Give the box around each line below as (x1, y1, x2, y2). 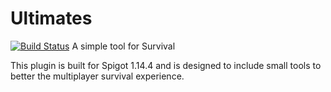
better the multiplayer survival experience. (10, 70, 185, 82)
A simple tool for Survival (71, 40, 176, 52)
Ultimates (10, 7, 93, 30)
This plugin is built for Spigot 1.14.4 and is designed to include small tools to (10, 59, 322, 71)
